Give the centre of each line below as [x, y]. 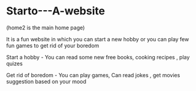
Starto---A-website [56, 11]
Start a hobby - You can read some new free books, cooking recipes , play [98, 57]
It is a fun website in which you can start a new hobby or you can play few [98, 39]
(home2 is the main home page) [46, 28]
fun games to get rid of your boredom [53, 45]
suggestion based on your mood [46, 81]
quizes [14, 63]
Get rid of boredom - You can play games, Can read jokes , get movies [93, 75]
